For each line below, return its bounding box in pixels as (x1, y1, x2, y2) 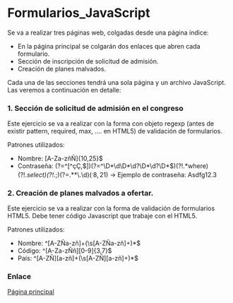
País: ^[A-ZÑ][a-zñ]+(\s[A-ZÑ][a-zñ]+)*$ (17, 254, 139, 263)
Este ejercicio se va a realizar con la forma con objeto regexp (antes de (7, 119, 214, 128)
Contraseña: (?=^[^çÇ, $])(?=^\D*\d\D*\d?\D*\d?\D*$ (17, 162, 174, 170)
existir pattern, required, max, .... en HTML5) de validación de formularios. (7, 127, 222, 136)
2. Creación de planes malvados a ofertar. (7, 188, 154, 198)
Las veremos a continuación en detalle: (7, 85, 121, 94)
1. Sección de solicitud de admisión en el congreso (7, 103, 184, 113)
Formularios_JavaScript (7, 5, 150, 21)
